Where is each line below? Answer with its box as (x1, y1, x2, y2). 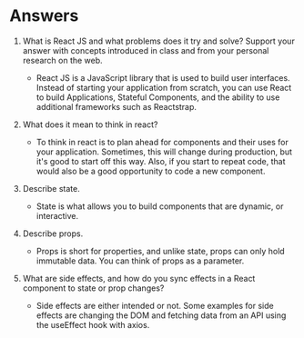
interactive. (35, 210, 79, 221)
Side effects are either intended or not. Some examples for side (35, 300, 275, 311)
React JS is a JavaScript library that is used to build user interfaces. (35, 72, 290, 83)
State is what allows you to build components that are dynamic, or (35, 201, 284, 212)
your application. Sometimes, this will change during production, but (35, 146, 293, 157)
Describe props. (22, 228, 84, 239)
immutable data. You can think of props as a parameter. (35, 255, 245, 266)
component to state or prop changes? (22, 283, 165, 293)
